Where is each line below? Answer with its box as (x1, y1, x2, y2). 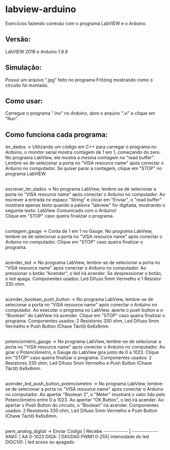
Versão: (5, 35, 31, 44)
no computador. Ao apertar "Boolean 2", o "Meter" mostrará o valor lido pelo (5, 392, 165, 398)
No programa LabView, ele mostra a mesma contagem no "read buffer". (5, 155, 155, 161)
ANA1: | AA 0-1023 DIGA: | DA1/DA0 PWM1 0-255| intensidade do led (5, 434, 149, 440)
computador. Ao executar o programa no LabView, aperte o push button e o (5, 307, 163, 313)
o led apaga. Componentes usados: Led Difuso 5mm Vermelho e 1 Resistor (5, 275, 161, 282)
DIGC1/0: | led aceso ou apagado (5, 439, 75, 445)
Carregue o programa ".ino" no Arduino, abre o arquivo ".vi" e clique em (5, 110, 156, 116)
